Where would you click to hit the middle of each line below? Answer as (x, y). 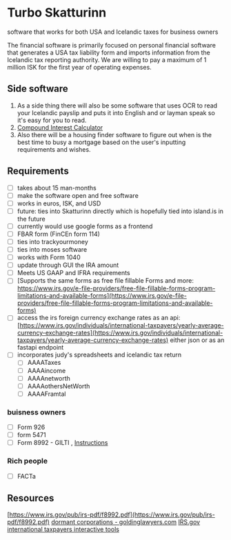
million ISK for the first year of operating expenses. (79, 67)
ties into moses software (52, 249)
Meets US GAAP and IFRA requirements (73, 273)
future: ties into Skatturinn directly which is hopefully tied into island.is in (120, 211)
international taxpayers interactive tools (63, 530)
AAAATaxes (44, 363)
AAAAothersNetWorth (59, 386)
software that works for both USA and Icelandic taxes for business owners (113, 32)
